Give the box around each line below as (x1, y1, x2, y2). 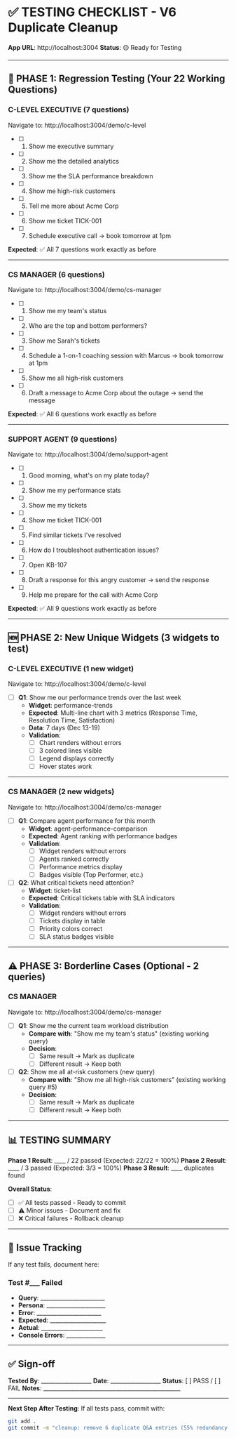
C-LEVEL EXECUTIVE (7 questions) (8, 105, 130, 114)
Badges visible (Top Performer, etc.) (39, 870, 144, 878)
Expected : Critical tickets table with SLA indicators (28, 893, 176, 902)
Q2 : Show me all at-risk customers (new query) (18, 1068, 155, 1076)
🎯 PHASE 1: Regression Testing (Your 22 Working (8, 73, 225, 85)
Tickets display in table (39, 916, 106, 925)
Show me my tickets (28, 501, 87, 510)
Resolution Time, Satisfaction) (28, 715, 116, 724)
